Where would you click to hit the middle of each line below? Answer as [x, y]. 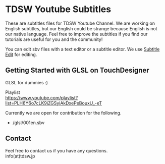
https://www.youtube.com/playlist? [42, 97]
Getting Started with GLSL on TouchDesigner [77, 70]
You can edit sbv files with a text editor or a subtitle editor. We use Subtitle [82, 49]
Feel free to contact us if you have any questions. [57, 150]
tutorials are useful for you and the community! [54, 39]
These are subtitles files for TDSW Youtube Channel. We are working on [80, 23]
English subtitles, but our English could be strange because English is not [81, 28]
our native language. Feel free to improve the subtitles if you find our [76, 34]
